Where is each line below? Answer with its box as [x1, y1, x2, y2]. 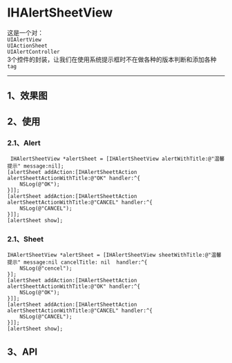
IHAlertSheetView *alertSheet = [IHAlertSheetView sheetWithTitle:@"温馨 [7, 252, 222, 259]
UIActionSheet [7, 42, 48, 49]
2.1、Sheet [7, 234, 44, 244]
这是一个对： [7, 28, 43, 37]
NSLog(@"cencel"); [19, 265, 72, 272]
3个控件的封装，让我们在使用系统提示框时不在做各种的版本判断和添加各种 [7, 55, 217, 63]
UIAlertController [7, 48, 60, 55]
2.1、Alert [7, 138, 41, 148]
